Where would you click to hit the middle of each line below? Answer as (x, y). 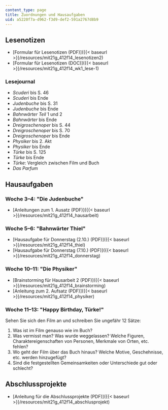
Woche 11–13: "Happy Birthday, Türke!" (55, 309)
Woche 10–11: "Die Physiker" (41, 269)
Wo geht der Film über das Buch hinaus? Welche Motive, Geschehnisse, (88, 352)
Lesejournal (20, 82)
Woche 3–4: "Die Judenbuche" (44, 199)
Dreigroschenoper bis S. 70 (41, 131)
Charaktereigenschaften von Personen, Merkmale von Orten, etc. (81, 341)
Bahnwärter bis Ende (35, 120)
